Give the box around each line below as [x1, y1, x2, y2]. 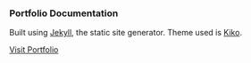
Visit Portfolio [9, 44, 59, 55]
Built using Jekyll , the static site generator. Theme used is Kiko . [9, 28, 243, 38]
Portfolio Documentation [9, 7, 119, 20]
